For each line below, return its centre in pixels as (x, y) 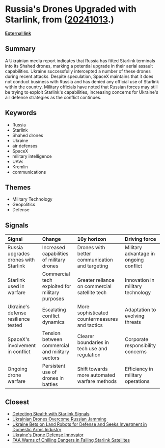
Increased (54, 248)
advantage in (140, 254)
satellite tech (92, 293)
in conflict (19, 352)
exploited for (57, 286)
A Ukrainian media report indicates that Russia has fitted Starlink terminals (80, 61)
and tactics (90, 325)
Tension (51, 333)
